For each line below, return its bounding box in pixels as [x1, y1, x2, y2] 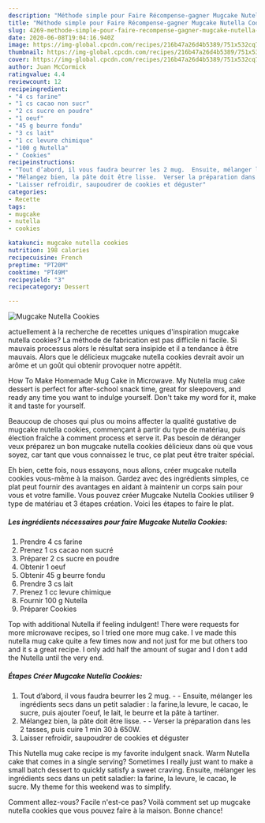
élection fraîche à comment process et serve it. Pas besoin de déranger [8, 433, 241, 443]
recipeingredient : [8, 85, 69, 93]
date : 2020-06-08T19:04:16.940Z [8, 33, 114, 42]
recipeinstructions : [8, 159, 77, 167]
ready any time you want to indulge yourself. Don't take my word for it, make [8, 393, 256, 402]
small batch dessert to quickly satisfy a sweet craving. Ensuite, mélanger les [8, 765, 256, 775]
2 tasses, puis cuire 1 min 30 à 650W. [19, 725, 141, 734]
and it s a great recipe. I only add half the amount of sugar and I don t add [8, 645, 248, 655]
